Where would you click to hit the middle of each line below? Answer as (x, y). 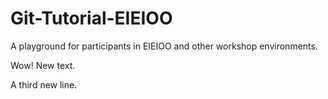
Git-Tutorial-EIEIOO (91, 18)
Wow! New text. (43, 65)
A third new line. (44, 84)
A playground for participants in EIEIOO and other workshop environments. (164, 46)
